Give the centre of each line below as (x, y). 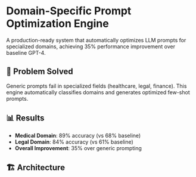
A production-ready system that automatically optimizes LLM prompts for (96, 40)
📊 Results (25, 118)
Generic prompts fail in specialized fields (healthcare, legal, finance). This (97, 86)
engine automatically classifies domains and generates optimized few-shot (98, 92)
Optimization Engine (57, 24)
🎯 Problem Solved (40, 72)
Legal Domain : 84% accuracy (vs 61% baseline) (74, 142)
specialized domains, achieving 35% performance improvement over (91, 46)
